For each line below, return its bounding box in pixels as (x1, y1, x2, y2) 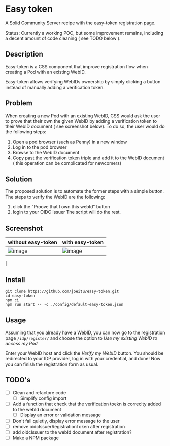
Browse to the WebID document (12, 149, 80, 155)
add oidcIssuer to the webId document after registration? (12, 429, 132, 435)
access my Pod (5, 340, 38, 346)
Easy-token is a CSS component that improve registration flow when (5, 63, 148, 69)
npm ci (5, 298, 19, 303)
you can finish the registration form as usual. (5, 361, 99, 367)
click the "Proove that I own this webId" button (12, 204, 110, 210)
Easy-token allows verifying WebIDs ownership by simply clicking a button (5, 78, 161, 85)
